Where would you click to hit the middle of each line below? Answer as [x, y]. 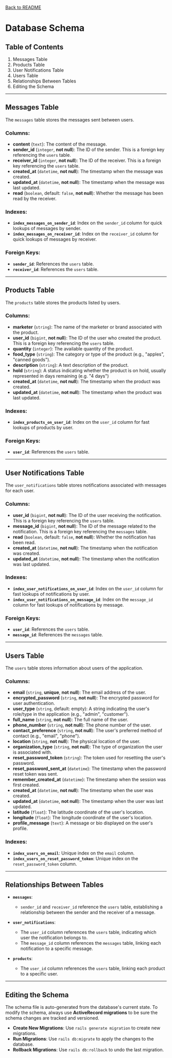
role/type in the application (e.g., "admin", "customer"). [71, 714]
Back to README [23, 7]
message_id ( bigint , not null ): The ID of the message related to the [84, 526]
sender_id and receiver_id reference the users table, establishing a [91, 907]
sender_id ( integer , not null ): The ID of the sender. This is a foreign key [89, 150]
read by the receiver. [35, 199]
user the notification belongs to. [54, 938]
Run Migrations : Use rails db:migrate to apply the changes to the [83, 1039]
